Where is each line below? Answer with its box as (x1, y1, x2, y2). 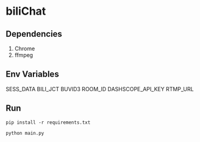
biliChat (5, 4, 46, 18)
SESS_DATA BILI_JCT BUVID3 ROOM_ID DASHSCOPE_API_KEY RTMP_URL (5, 85, 194, 92)
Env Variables (5, 69, 59, 80)
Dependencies (5, 29, 62, 39)
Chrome (14, 45, 35, 52)
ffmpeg (14, 51, 34, 59)
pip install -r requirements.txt (5, 119, 91, 125)
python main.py (5, 130, 45, 136)
